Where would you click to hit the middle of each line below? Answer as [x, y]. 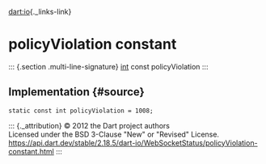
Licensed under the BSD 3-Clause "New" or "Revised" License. [114, 134]
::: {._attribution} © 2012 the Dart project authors [89, 125]
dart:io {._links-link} [40, 12]
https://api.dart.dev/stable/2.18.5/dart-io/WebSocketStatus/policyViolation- [133, 143]
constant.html [31, 151]
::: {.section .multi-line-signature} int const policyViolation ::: [108, 66]
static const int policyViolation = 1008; [81, 111]
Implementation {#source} [77, 92]
